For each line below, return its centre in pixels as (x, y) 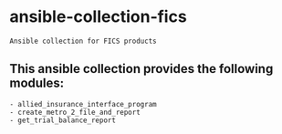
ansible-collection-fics (98, 17)
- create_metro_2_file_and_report (75, 112)
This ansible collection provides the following (141, 69)
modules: (37, 83)
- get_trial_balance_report (63, 120)
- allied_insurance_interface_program (83, 104)
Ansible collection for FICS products (83, 41)
